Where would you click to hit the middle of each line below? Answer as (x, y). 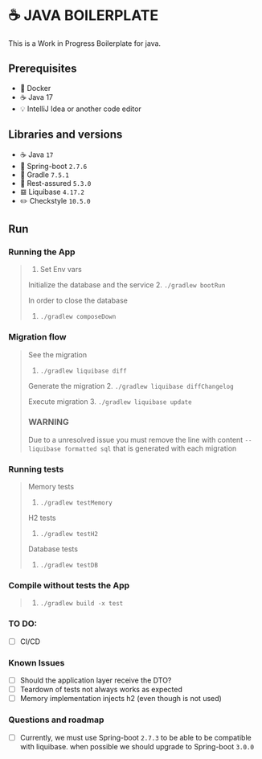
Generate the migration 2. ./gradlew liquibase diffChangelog (131, 386)
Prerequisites (43, 69)
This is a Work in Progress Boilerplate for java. (85, 43)
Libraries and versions (65, 135)
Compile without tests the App (69, 586)
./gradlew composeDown (78, 317)
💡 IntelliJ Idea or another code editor (81, 109)
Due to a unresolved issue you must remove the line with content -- (140, 439)
